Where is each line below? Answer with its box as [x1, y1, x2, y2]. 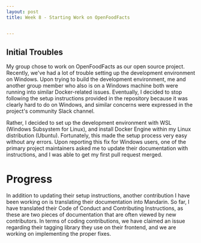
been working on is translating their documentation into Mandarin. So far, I [6, 199, 190, 206]
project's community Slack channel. [6, 107, 95, 115]
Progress [6, 172, 53, 186]
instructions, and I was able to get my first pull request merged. [6, 151, 163, 158]
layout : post [6, 8, 39, 15]
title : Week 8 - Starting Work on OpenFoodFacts [6, 14, 130, 20]
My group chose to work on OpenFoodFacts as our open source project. [6, 63, 185, 70]
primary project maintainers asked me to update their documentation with [6, 145, 188, 152]
